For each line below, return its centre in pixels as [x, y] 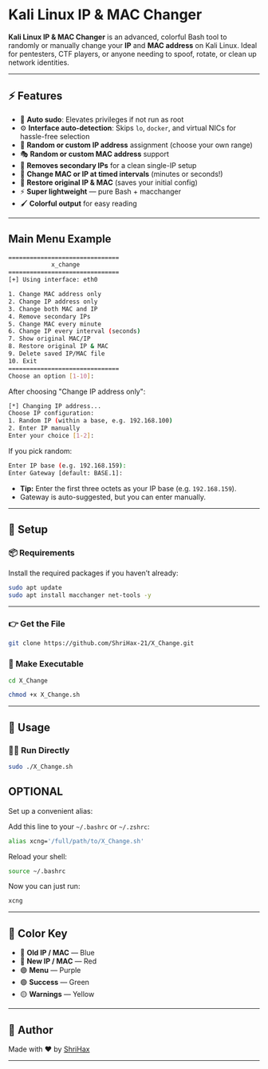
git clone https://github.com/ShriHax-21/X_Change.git [101, 643]
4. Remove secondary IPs [49, 316]
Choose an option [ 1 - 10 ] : [51, 376]
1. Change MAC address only [55, 294]
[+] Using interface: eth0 [53, 280]
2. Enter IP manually [44, 428]
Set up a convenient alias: [51, 811]
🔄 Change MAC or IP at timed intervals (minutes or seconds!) [121, 174]
